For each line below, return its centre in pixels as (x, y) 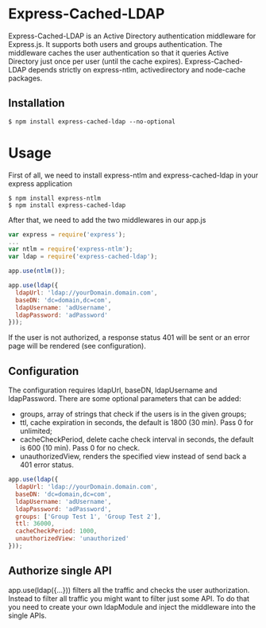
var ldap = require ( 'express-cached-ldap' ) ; (83, 257)
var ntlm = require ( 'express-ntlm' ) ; (71, 249)
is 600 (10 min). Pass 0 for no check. (80, 448)
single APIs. (27, 615)
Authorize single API (60, 571)
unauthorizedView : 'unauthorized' (72, 539)
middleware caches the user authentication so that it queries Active (118, 53)
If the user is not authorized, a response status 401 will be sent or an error (129, 337)
